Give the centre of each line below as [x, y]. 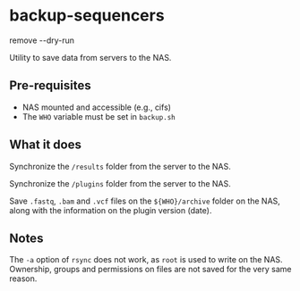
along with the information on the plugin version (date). [111, 210]
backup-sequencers [87, 16]
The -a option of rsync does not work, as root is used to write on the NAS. [146, 260]
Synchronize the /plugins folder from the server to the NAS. [120, 183]
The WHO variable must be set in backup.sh [99, 116]
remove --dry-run [42, 40]
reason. [23, 279]
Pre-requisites [50, 86]
